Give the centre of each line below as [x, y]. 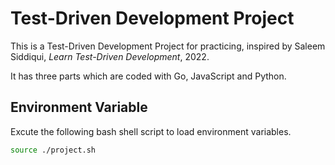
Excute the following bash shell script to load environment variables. [151, 131]
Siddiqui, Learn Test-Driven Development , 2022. [110, 56]
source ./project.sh [53, 150]
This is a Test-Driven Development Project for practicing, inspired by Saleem [168, 46]
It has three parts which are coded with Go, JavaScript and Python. [148, 76]
